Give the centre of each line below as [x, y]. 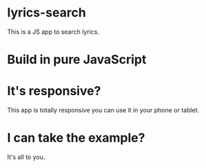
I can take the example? [76, 138]
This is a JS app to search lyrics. [53, 32]
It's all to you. [26, 157]
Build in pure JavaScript [77, 60]
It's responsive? [54, 91]
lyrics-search [47, 13]
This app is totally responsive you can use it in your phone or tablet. [103, 110]
